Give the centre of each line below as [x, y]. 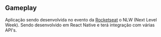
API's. [11, 30]
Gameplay [21, 8]
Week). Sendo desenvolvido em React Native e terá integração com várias [80, 25]
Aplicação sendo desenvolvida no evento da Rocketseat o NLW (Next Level [81, 19]
